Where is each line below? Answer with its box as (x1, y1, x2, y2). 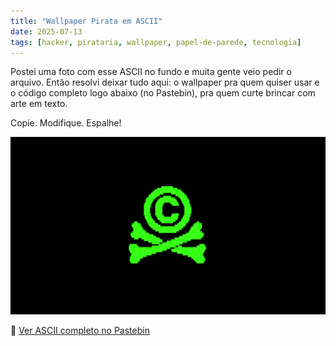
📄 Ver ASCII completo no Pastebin (10, 324, 150, 336)
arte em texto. (10, 98, 68, 110)
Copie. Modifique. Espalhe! (10, 117, 122, 129)
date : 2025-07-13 (10, 26, 83, 37)
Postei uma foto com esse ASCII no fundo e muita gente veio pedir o (10, 66, 292, 78)
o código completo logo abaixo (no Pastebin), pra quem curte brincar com (10, 87, 316, 99)
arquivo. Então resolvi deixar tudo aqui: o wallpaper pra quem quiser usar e (10, 76, 320, 89)
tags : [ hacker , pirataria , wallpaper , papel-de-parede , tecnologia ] (10, 37, 302, 47)
